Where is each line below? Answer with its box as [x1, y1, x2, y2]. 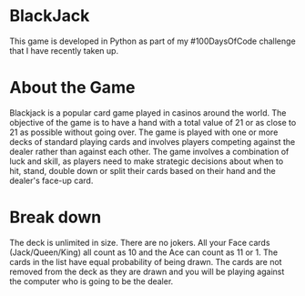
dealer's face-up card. [9, 175, 94, 186]
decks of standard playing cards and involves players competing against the [9, 136, 296, 147]
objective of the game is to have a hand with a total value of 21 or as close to [9, 117, 297, 128]
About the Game [9, 77, 136, 98]
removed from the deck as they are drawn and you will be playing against [9, 266, 285, 277]
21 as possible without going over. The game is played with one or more [9, 127, 279, 138]
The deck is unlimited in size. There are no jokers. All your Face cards [9, 237, 270, 248]
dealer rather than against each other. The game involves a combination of [9, 146, 290, 157]
